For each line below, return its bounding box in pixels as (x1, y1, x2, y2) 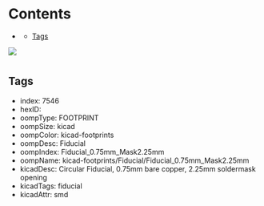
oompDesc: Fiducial (19, 138, 86, 148)
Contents (8, 5, 72, 23)
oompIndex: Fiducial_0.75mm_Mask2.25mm (19, 147, 165, 156)
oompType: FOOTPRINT (19, 113, 99, 123)
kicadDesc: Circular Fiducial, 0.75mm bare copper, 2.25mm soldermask (19, 164, 256, 173)
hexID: (19, 104, 42, 114)
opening (19, 172, 48, 182)
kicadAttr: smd (19, 189, 69, 199)
